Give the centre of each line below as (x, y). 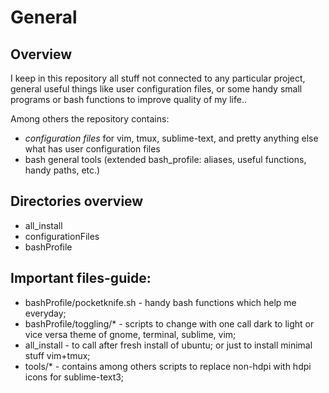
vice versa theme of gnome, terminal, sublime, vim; (130, 334)
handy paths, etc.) (62, 170)
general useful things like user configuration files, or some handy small (156, 89)
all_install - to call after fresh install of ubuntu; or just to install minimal (168, 345)
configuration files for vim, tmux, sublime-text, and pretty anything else (171, 138)
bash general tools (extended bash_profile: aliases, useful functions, (165, 159)
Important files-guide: (81, 278)
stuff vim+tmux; (57, 355)
